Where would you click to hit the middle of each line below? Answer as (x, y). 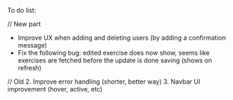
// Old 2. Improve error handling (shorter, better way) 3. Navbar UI (104, 82)
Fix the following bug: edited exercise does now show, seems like (114, 53)
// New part (24, 24)
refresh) (30, 68)
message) (32, 45)
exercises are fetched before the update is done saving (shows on (115, 60)
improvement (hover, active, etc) (55, 89)
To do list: (22, 10)
